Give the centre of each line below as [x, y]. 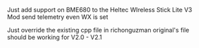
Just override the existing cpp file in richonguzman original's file [98, 30]
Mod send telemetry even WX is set [58, 17]
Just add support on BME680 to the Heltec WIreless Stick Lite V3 [100, 10]
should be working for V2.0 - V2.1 [54, 37]
